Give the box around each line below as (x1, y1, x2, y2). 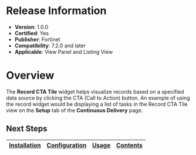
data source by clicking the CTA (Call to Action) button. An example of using (6, 94, 190, 101)
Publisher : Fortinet (14, 36, 60, 43)
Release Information (6, 4, 107, 18)
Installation (9, 141, 41, 149)
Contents (116, 141, 143, 149)
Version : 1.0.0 (14, 23, 49, 30)
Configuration (46, 141, 87, 149)
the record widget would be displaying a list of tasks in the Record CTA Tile (6, 101, 188, 108)
